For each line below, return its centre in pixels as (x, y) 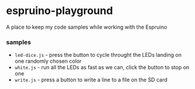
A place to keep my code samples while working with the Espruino (87, 27)
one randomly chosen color (48, 61)
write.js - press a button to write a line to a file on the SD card (91, 80)
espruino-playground (60, 11)
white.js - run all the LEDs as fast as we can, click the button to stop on (102, 67)
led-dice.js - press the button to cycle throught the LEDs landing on (98, 55)
